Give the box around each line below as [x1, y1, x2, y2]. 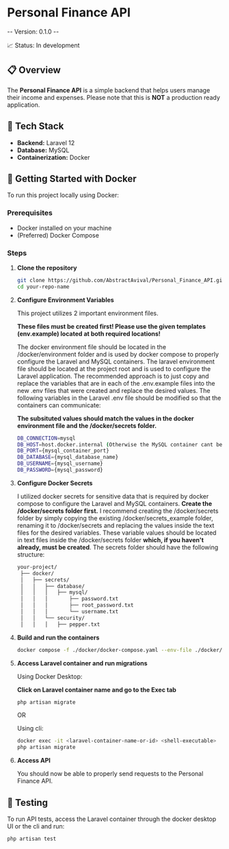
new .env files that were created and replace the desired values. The [16, 386, 211, 394]
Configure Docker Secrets [16, 479, 93, 487]
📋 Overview [7, 64, 62, 76]
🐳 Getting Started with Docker [7, 173, 137, 184]
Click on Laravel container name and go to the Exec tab [16, 685, 176, 694]
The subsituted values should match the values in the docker [16, 414, 194, 422]
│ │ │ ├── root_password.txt [20, 602, 134, 609]
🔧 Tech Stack [7, 121, 64, 132]
